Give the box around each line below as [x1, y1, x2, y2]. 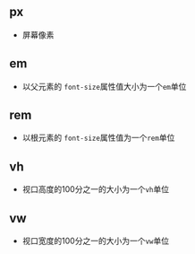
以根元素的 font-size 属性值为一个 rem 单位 [21, 132, 175, 144]
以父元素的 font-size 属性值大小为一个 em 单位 [21, 81, 187, 92]
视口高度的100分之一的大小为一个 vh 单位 [21, 184, 170, 195]
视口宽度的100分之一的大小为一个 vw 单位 [21, 235, 170, 247]
